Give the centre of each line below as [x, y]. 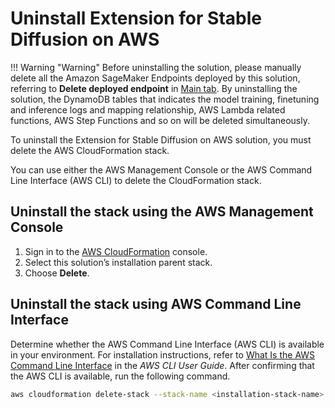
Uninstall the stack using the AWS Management [162, 212]
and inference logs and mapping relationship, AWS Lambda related [148, 109]
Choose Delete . [57, 273]
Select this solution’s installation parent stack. [118, 262]
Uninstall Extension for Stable [136, 18]
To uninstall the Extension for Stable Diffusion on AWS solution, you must [161, 139]
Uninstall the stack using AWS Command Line [156, 304]
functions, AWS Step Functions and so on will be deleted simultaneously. [160, 120]
